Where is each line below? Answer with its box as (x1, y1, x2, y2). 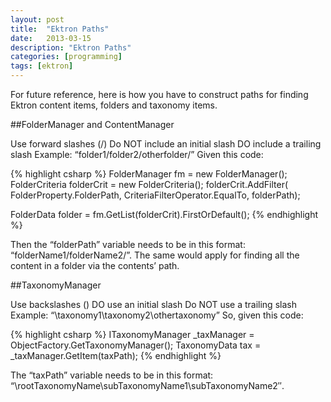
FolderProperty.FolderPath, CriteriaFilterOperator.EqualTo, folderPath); (10, 189, 301, 201)
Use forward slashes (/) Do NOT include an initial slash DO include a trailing (10, 138, 322, 150)
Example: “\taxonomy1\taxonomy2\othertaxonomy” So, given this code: (10, 309, 304, 321)
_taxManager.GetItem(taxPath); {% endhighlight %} (10, 350, 222, 361)
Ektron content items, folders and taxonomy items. (10, 99, 218, 111)
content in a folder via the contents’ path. (10, 260, 180, 271)
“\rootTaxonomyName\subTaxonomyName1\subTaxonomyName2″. (10, 380, 285, 391)
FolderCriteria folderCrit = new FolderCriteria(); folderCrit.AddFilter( (10, 179, 289, 190)
